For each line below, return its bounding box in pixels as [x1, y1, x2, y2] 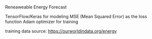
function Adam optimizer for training [5, 19, 78, 24]
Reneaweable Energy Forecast [5, 4, 67, 10]
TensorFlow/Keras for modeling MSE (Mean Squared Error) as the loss [5, 14, 147, 19]
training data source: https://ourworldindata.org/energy [5, 28, 117, 34]
